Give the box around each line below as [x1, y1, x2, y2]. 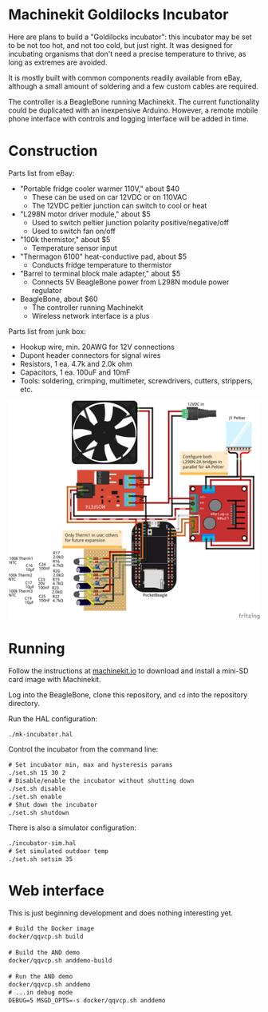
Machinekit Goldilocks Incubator [8, 6, 229, 24]
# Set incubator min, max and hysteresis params [8, 760, 173, 768]
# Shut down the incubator [8, 800, 98, 808]
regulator [31, 285, 62, 295]
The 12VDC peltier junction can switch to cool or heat [31, 200, 207, 210]
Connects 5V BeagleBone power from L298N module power [31, 277, 230, 287]
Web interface [8, 882, 105, 900]
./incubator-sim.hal [8, 839, 77, 847]
